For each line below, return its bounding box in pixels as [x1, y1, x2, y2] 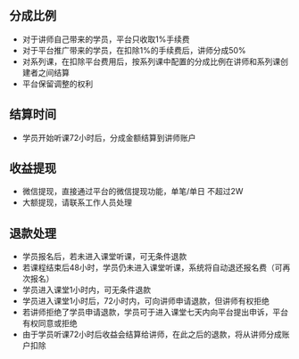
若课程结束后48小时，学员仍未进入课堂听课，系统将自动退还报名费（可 [21, 262, 283, 273]
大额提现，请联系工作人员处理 [21, 197, 132, 208]
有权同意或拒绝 [21, 318, 78, 329]
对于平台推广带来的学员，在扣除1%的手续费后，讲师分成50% [21, 45, 247, 55]
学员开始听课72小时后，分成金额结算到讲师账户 [21, 132, 196, 143]
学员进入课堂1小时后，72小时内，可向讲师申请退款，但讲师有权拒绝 [21, 296, 270, 306]
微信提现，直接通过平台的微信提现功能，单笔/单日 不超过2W [21, 186, 244, 197]
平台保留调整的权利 [21, 78, 94, 89]
